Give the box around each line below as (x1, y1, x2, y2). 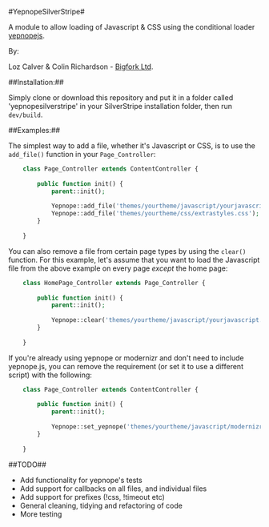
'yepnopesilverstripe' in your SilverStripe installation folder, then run (8, 102, 233, 111)
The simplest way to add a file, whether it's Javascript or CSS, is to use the (8, 141, 256, 151)
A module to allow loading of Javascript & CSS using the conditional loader (8, 22, 255, 31)
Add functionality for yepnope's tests (19, 475, 143, 485)
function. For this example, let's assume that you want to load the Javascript (8, 255, 260, 264)
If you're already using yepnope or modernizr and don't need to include (8, 352, 244, 363)
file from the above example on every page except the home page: (8, 263, 228, 273)
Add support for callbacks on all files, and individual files (19, 484, 207, 493)
